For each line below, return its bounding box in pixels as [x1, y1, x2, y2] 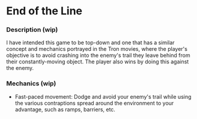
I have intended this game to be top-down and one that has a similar [6, 39, 175, 46]
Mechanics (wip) [6, 80, 56, 88]
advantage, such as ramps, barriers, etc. [14, 106, 116, 113]
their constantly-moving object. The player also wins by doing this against [6, 58, 189, 65]
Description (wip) [6, 26, 58, 34]
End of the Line [6, 4, 83, 18]
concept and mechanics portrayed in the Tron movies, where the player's [6, 45, 188, 53]
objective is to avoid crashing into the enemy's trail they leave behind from [6, 52, 190, 59]
